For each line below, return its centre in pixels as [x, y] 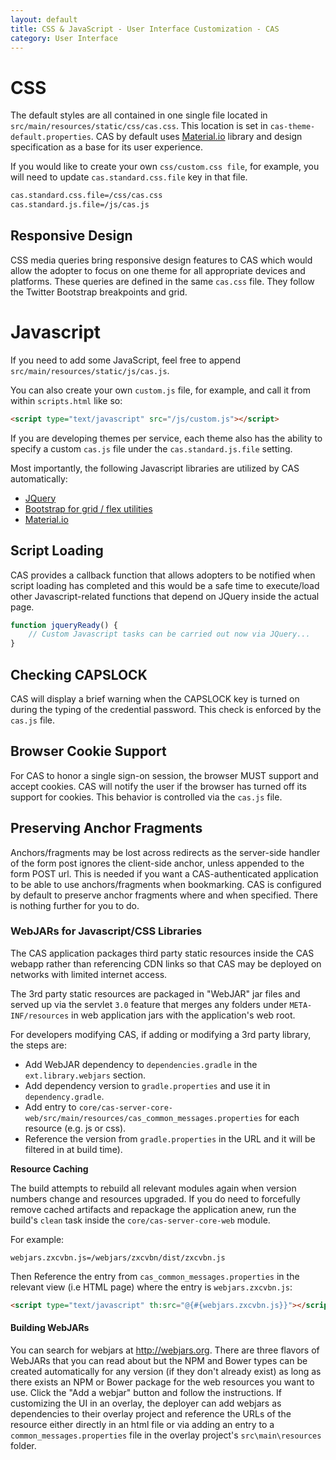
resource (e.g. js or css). [75, 1128]
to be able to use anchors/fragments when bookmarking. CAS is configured [166, 884]
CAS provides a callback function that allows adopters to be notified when [163, 575]
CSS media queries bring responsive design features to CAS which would [161, 260]
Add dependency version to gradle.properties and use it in [147, 1085]
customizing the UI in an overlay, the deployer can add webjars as [146, 1403]
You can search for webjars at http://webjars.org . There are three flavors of [165, 1350]
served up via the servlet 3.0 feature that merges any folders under [149, 1004]
